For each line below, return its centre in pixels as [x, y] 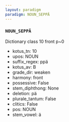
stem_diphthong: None [35, 88]
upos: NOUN [25, 56]
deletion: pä [25, 93]
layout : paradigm [23, 10]
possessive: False [31, 83]
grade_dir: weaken [31, 72]
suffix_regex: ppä [30, 61]
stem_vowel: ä [27, 115]
